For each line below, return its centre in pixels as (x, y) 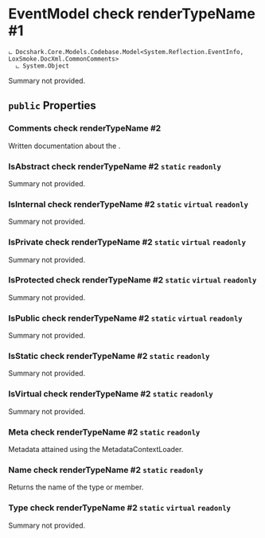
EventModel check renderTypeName (132, 14)
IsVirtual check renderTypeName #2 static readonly (111, 394)
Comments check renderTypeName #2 (85, 128)
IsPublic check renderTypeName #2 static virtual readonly (125, 318)
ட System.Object (43, 66)
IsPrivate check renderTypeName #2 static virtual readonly (127, 242)
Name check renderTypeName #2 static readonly (106, 470)
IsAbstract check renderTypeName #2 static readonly (115, 166)
